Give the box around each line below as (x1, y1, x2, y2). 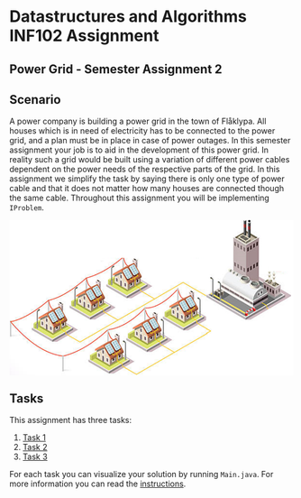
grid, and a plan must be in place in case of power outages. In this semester (9, 135, 291, 146)
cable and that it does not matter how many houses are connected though (9, 183, 285, 194)
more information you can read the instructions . (9, 478, 187, 489)
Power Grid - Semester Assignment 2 (9, 61, 223, 77)
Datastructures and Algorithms (9, 6, 248, 27)
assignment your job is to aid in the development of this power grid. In (9, 144, 269, 155)
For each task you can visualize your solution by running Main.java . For (9, 469, 274, 480)
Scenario (9, 92, 61, 107)
